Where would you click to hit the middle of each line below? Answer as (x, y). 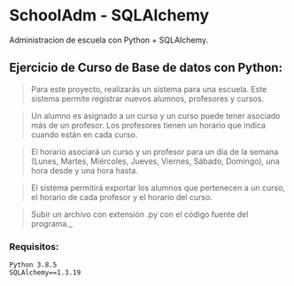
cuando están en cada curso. (84, 135)
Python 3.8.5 (33, 265)
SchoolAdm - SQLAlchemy (109, 15)
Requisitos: (34, 246)
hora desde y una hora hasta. (85, 170)
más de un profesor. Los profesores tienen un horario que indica (148, 125)
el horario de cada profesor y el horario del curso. (121, 197)
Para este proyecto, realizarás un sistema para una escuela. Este (149, 89)
